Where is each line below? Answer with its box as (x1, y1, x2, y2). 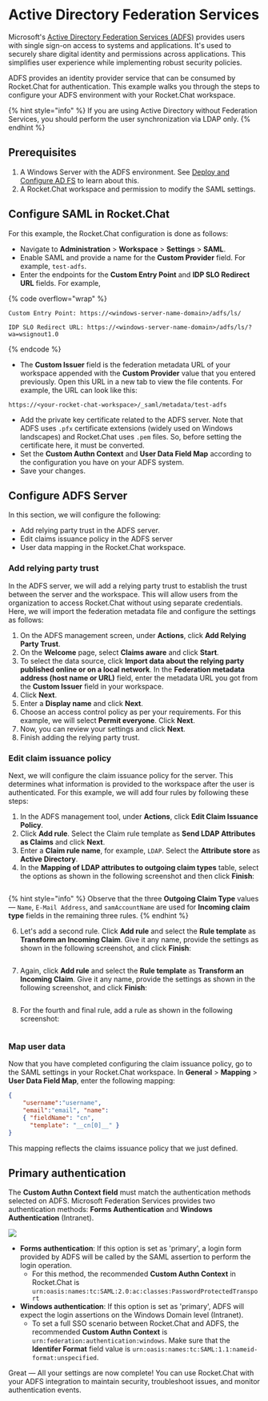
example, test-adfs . (19, 261, 86, 271)
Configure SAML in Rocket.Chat (8, 207, 170, 221)
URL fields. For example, (19, 278, 102, 287)
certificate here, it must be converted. (19, 440, 146, 450)
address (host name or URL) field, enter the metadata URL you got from (19, 672, 258, 682)
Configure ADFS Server (8, 488, 128, 502)
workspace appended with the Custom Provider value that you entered (19, 368, 256, 378)
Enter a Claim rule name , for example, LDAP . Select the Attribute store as (19, 845, 261, 855)
